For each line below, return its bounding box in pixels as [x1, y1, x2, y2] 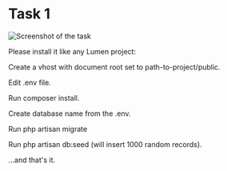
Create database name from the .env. [8, 109, 131, 118]
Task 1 [8, 5, 50, 23]
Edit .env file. [8, 78, 52, 87]
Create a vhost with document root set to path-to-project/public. [8, 62, 221, 72]
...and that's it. [8, 155, 56, 165]
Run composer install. [8, 93, 80, 102]
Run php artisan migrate [8, 124, 88, 133]
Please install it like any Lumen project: [8, 46, 137, 56]
